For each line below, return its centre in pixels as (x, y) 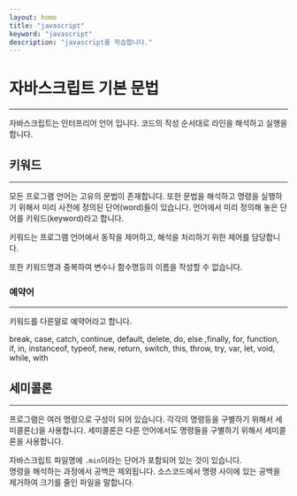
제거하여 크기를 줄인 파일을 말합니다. (72, 483)
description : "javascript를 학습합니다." (81, 42)
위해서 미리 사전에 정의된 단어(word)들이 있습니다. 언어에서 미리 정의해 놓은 (148, 207)
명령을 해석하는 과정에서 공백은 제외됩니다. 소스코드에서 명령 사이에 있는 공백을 (145, 471)
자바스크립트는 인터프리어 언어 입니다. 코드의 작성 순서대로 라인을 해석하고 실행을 (148, 123)
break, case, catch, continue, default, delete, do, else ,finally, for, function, (145, 339)
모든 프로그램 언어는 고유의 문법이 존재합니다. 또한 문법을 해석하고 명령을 (134, 196)
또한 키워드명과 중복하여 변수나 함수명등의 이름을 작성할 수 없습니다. (126, 267)
